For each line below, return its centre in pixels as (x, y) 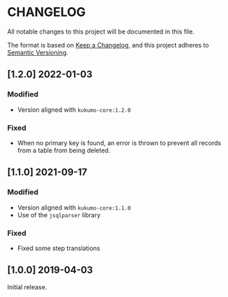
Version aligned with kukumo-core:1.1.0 (74, 208)
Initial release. (27, 287)
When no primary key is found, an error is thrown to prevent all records (119, 143)
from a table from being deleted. (64, 150)
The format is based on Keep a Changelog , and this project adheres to (108, 45)
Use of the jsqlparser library (59, 215)
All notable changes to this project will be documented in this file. (101, 31)
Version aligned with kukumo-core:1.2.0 (74, 110)
